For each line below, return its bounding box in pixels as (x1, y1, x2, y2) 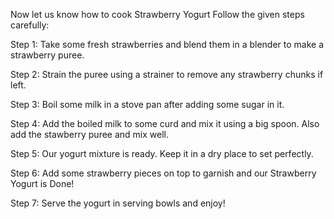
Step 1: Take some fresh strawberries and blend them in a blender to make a (10, 39, 325, 50)
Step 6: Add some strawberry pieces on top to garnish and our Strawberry (10, 167, 317, 179)
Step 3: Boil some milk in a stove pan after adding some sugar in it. (10, 99, 285, 110)
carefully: (10, 19, 50, 31)
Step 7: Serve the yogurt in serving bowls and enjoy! (10, 197, 226, 209)
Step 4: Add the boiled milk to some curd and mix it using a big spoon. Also (10, 118, 320, 129)
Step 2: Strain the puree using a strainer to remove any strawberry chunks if (10, 69, 324, 80)
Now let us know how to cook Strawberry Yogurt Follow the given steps (10, 9, 305, 20)
